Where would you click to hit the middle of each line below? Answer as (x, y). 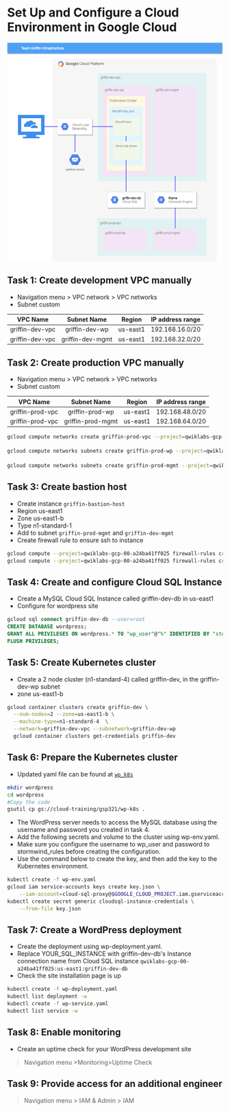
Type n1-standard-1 (44, 525)
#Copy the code (29, 802)
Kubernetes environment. (53, 866)
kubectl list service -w (42, 1011)
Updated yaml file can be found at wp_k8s (75, 774)
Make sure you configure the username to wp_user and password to (113, 844)
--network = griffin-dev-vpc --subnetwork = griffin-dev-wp (94, 729)
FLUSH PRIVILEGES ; (33, 641)
